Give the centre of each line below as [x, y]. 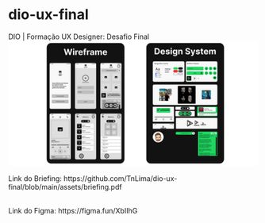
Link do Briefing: [35, 178]
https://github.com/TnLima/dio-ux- [120, 178]
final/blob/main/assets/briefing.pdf [65, 186]
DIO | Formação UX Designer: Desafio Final [79, 37]
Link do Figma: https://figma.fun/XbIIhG [73, 210]
